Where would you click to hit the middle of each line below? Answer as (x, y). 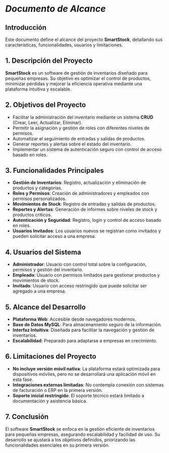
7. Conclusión (27, 417)
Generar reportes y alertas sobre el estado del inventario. (72, 144)
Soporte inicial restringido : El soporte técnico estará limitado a (78, 395)
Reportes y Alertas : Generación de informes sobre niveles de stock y (85, 210)
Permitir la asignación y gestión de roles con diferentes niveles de (81, 128)
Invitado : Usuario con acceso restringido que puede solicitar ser (80, 286)
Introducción (26, 28)
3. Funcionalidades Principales (55, 170)
